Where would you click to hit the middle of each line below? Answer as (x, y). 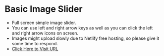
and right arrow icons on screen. (45, 33)
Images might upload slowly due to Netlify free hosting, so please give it (85, 38)
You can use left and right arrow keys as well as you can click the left (82, 28)
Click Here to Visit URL (35, 49)
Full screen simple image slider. (44, 23)
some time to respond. (35, 43)
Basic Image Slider (44, 9)
